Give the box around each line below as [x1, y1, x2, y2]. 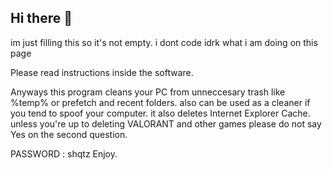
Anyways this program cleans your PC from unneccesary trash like [10, 86, 286, 98]
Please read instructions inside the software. [10, 66, 194, 78]
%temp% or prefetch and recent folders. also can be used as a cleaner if [10, 96, 311, 108]
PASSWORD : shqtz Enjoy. [10, 147, 118, 160]
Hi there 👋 [10, 10, 73, 27]
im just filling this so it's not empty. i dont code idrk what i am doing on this [10, 36, 318, 48]
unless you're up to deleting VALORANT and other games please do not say [10, 117, 322, 130]
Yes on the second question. [10, 128, 128, 140]
